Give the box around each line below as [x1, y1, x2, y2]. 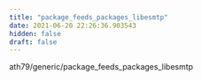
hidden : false [9, 29, 62, 38]
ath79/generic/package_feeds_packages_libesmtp [9, 62, 193, 72]
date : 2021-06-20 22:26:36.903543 [9, 21, 137, 30]
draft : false [9, 37, 58, 47]
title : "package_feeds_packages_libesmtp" [9, 12, 168, 22]
